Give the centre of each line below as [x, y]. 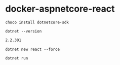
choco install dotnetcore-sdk [37, 22]
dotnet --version [24, 31]
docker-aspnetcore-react [60, 9]
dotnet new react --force [32, 49]
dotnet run [17, 58]
